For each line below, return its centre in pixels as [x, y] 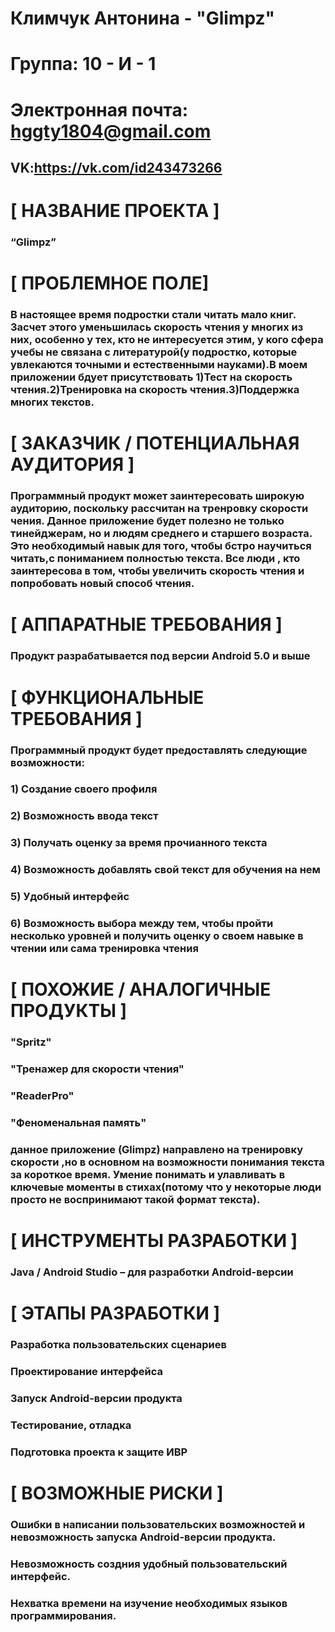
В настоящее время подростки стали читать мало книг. [153, 315]
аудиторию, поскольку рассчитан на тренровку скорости [159, 509]
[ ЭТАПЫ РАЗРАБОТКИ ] [115, 1313]
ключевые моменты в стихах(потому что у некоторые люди [166, 1187]
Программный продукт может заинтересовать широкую [157, 496]
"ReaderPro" [42, 1095]
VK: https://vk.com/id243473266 [116, 167]
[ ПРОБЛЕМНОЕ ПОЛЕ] [110, 283]
